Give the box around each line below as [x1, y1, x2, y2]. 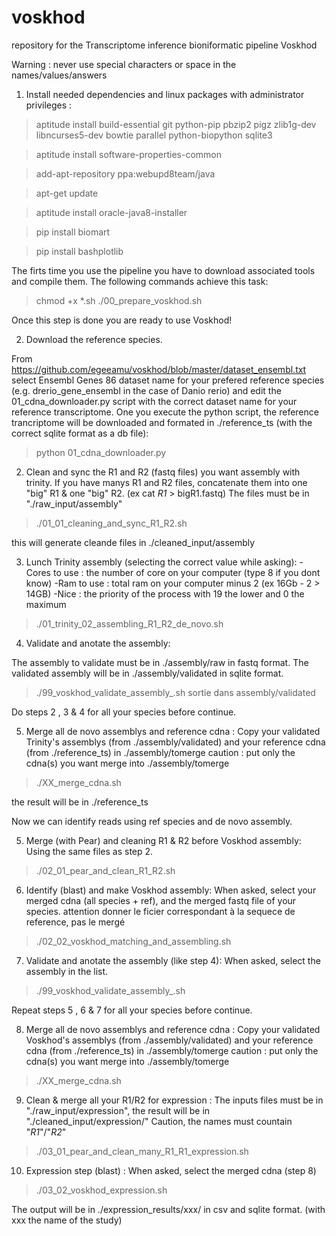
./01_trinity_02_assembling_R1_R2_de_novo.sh [35, 617, 224, 630]
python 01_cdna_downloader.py [35, 446, 167, 458]
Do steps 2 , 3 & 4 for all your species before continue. [11, 706, 237, 718]
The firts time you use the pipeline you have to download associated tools [11, 264, 316, 276]
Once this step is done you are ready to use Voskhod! [11, 314, 233, 326]
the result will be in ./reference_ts [11, 796, 149, 808]
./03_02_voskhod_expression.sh [35, 1184, 168, 1196]
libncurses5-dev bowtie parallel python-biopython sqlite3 [35, 129, 273, 141]
